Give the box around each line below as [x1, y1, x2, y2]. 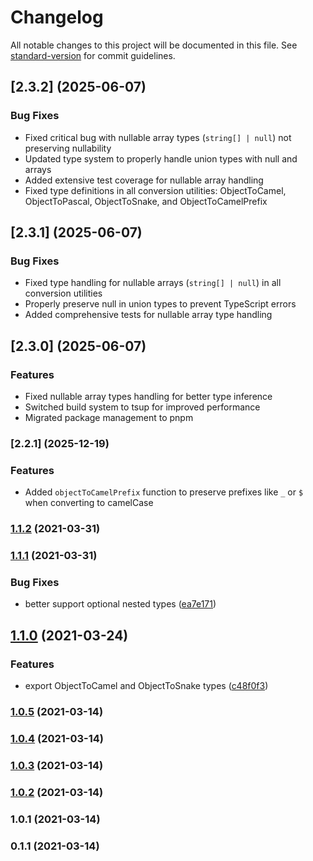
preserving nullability [24, 142, 112, 154]
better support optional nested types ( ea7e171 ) [24, 598, 217, 610]
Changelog [10, 6, 104, 29]
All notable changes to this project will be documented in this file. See [10, 39, 298, 51]
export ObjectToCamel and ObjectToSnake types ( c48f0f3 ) [24, 680, 269, 692]
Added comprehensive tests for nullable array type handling [24, 309, 273, 321]
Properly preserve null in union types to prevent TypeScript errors [24, 298, 297, 310]
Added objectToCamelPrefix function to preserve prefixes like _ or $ [24, 486, 304, 498]
